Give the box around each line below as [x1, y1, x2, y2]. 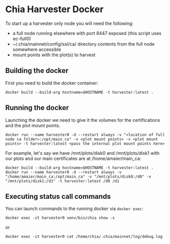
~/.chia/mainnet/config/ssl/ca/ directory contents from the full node [12, 41, 155, 47]
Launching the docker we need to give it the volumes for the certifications [5, 117, 160, 123]
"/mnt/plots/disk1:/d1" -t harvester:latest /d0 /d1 [5, 179, 120, 184]
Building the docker [5, 66, 69, 75]
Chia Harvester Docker [5, 4, 104, 15]
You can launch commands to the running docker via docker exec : [5, 205, 144, 212]
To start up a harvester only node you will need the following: [5, 20, 134, 26]
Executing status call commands [5, 192, 111, 201]
